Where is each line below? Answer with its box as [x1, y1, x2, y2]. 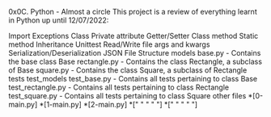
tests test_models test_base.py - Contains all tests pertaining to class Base [8, 74, 258, 83]
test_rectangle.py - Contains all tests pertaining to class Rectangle [8, 82, 230, 92]
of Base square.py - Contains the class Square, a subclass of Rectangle [8, 65, 248, 75]
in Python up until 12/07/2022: [8, 15, 109, 25]
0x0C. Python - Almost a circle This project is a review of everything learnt [8, 7, 257, 16]
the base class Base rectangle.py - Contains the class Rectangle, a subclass [8, 56, 263, 66]
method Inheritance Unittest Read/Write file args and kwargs [8, 40, 210, 49]
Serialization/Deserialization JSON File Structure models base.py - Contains [8, 48, 261, 57]
